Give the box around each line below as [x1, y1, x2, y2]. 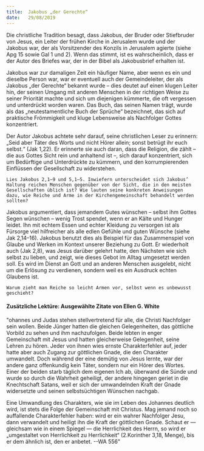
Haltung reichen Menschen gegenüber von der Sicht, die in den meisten [6, 182, 191, 188]
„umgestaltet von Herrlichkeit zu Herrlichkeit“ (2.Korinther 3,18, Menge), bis [6, 431, 195, 438]
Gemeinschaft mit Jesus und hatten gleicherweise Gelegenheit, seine [6, 336, 180, 343]
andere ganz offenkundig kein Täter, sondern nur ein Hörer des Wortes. [6, 361, 185, 368]
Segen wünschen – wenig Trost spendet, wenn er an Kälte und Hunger [6, 215, 183, 222]
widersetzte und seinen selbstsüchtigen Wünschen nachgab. [6, 387, 159, 394]
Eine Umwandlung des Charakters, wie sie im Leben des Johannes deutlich [6, 399, 195, 406]
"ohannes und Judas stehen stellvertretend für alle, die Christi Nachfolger [6, 316, 191, 323]
